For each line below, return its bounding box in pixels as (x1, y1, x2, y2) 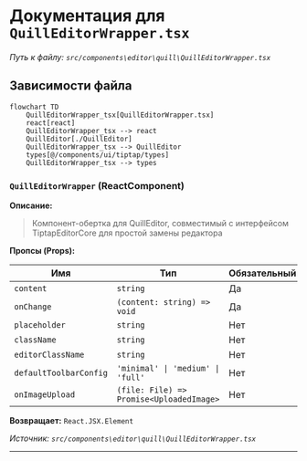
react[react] (26, 118, 76, 128)
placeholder (14, 320, 67, 330)
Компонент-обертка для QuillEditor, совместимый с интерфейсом (31, 218, 290, 229)
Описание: (9, 200, 53, 211)
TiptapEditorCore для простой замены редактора (31, 227, 223, 238)
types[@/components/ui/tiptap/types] (26, 150, 170, 160)
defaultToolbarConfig (14, 368, 108, 379)
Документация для (9, 5, 166, 26)
